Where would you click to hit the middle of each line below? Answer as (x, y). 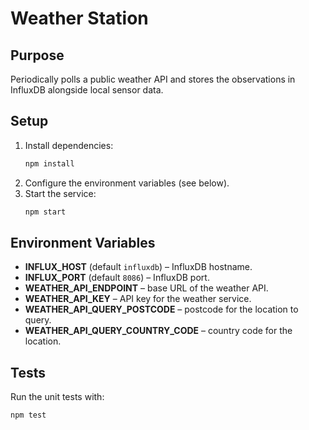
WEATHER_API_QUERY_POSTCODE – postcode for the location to (161, 309)
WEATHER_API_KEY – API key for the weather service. (138, 299)
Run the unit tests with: (57, 397)
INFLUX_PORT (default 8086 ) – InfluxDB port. (117, 278)
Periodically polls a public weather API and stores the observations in (153, 79)
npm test (28, 415)
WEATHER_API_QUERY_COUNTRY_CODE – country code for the (158, 331)
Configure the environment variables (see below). (127, 183)
